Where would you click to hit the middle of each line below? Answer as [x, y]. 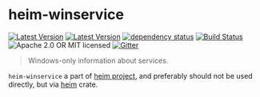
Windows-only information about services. [98, 60]
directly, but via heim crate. [53, 84]
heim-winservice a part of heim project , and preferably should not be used [131, 76]
